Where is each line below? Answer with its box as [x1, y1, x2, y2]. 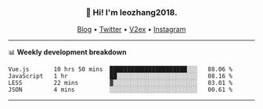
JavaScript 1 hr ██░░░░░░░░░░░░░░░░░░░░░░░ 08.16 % [8, 72, 233, 80]
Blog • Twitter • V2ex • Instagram [77, 25, 186, 34]
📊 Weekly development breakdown [8, 47, 127, 57]
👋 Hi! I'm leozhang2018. [85, 7, 178, 18]
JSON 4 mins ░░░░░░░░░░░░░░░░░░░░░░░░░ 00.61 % [8, 86, 233, 94]
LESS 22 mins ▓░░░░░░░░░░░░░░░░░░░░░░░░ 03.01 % [8, 79, 233, 87]
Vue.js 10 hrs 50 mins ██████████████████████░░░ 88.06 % [8, 65, 233, 73]
